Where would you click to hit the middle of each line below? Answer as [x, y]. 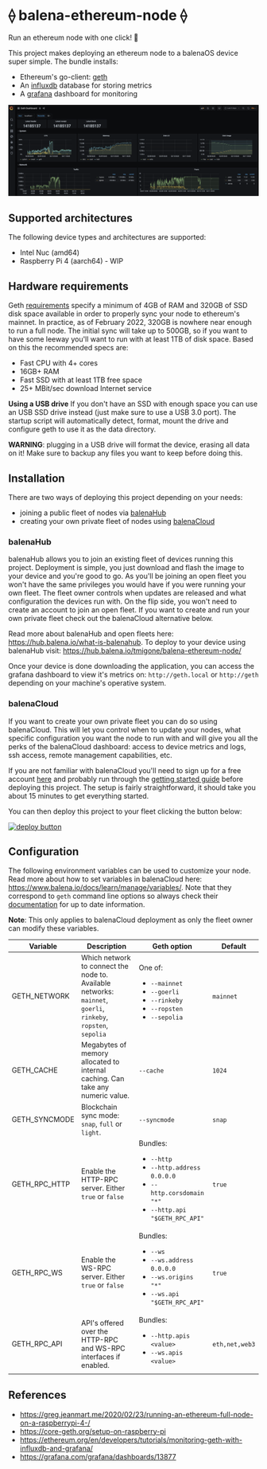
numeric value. [105, 1096]
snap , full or [102, 1123]
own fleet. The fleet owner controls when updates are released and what [127, 593]
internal [93, 1070]
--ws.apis [167, 1353]
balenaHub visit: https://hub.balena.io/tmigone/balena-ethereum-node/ [125, 651]
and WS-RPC [103, 1348]
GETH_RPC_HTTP [41, 1184]
